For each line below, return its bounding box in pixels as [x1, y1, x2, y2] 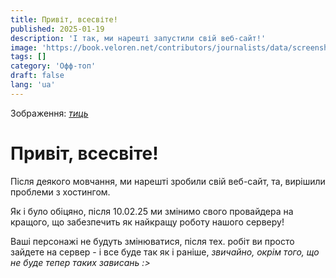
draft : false [10, 71, 65, 81]
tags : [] [10, 52, 47, 62]
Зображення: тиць [10, 107, 89, 119]
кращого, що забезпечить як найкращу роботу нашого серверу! [10, 216, 285, 228]
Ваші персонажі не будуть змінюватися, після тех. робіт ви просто [10, 235, 295, 247]
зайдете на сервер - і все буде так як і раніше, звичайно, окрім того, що [10, 246, 320, 258]
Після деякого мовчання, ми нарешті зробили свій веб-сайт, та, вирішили [10, 175, 326, 187]
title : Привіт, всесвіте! [10, 14, 118, 25]
